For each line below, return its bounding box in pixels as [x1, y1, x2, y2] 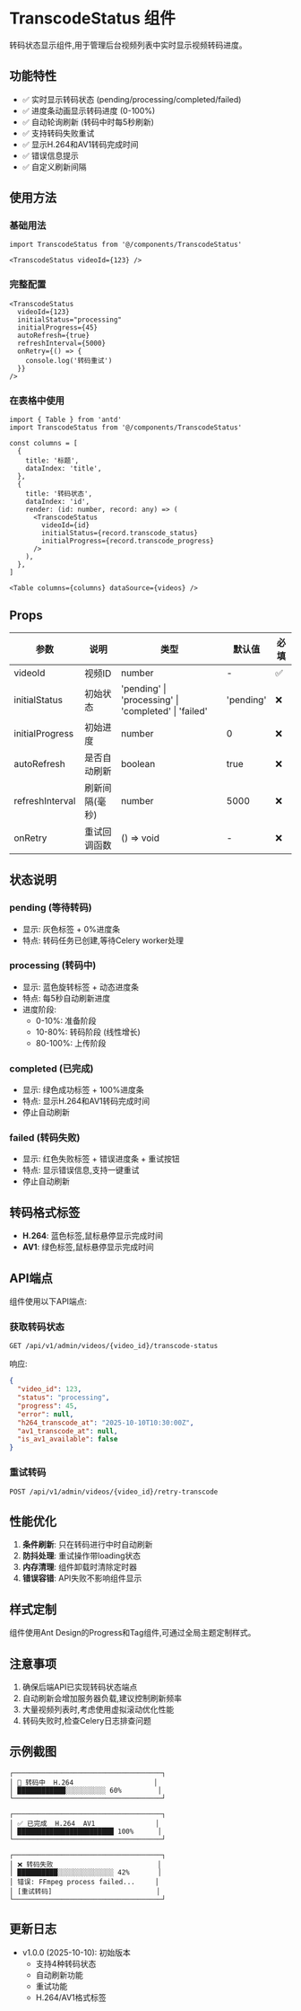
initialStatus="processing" [17, 315, 123, 324]
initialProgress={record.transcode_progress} [41, 536, 215, 546]
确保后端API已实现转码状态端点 [21, 1681, 138, 1692]
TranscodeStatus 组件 [9, 8, 176, 29]
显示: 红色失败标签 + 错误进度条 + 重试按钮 [21, 1153, 181, 1164]
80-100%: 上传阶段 [35, 1037, 107, 1048]
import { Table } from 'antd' [9, 415, 123, 425]
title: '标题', [25, 456, 80, 465]
